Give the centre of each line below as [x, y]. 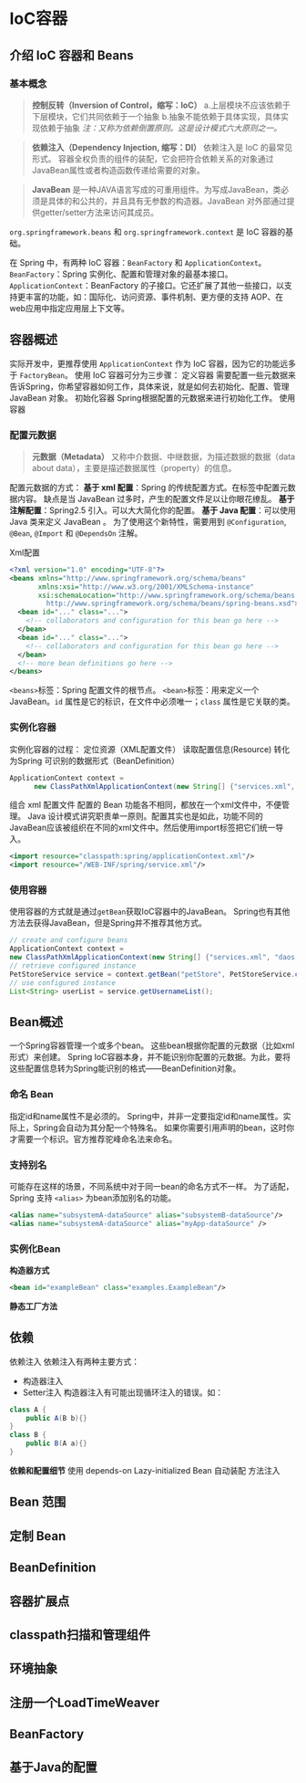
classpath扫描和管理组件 [80, 1635]
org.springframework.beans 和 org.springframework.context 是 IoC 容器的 [148, 231]
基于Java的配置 [53, 1767]
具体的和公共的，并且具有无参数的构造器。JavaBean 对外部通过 [167, 201]
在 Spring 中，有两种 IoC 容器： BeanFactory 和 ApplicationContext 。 [138, 262]
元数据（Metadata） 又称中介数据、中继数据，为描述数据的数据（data [163, 456]
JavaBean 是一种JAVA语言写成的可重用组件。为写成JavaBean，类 [156, 189]
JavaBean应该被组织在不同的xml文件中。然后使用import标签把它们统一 [143, 828]
